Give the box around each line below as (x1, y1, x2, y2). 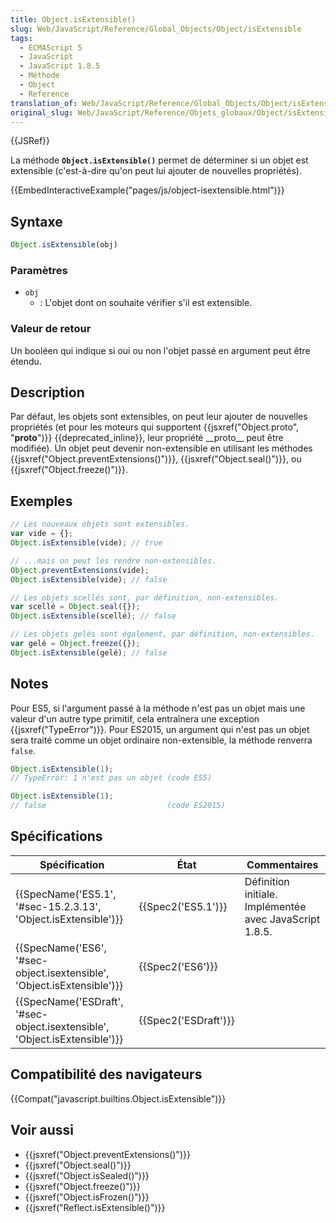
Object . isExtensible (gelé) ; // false (10, 647, 168, 658)
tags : (10, 33, 33, 43)
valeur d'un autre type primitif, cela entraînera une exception (10, 712, 260, 725)
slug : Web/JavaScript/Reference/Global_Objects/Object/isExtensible (10, 24, 302, 34)
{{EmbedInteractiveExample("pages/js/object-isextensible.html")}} (10, 184, 285, 196)
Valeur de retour (10, 322, 92, 336)
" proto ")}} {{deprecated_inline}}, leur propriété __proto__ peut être (10, 432, 284, 444)
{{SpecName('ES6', (15, 941, 107, 955)
